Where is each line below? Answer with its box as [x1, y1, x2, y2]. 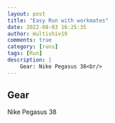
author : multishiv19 [7, 30, 68, 37]
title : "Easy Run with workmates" [7, 17, 109, 24]
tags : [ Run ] [7, 50, 42, 57]
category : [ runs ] [7, 43, 59, 50]
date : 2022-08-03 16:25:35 [7, 23, 87, 30]
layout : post [7, 10, 46, 18]
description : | [7, 57, 52, 64]
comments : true [7, 37, 52, 44]
